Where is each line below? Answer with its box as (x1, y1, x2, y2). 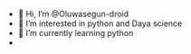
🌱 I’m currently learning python (17, 28, 134, 38)
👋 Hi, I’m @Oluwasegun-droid (17, 9, 129, 19)
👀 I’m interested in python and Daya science (17, 18, 183, 29)
